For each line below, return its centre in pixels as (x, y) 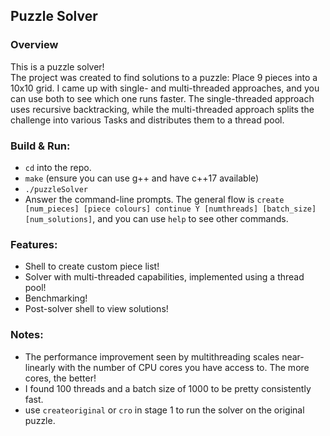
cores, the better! (60, 378)
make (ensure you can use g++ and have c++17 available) (142, 178)
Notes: (27, 335)
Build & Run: (40, 146)
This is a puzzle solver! (57, 66)
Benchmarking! (56, 298)
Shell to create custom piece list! (92, 266)
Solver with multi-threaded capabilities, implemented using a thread (164, 277)
